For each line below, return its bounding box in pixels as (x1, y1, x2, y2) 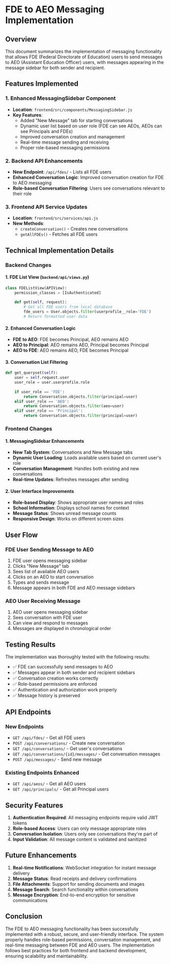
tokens (12, 820, 27, 826)
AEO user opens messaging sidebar (12, 609, 88, 615)
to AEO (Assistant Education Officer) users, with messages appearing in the (5, 59, 164, 65)
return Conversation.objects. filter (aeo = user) (23, 403, 124, 409)
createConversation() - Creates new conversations (20, 226, 128, 232)
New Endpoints (5, 723, 44, 730)
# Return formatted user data (23, 314, 88, 319)
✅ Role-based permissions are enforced (12, 681, 97, 687)
